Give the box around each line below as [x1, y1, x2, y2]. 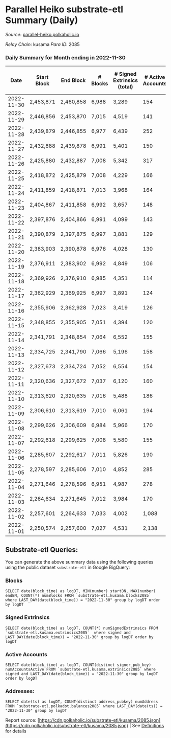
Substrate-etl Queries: [5, 545, 78, 554]
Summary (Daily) [5, 14, 78, 26]
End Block [61, 77, 86, 84]
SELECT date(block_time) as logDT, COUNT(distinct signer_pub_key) [5, 662, 152, 667]
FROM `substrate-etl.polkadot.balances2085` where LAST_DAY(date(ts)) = [5, 704, 163, 709]
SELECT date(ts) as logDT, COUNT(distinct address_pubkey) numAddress [5, 699, 158, 704]
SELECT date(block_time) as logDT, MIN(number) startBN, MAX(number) [5, 589, 156, 594]
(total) [118, 83, 133, 91]
